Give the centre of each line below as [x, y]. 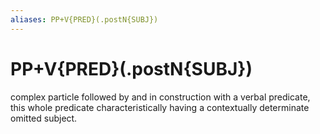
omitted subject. [44, 118]
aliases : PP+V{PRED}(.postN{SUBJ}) [84, 19]
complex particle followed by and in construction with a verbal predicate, [160, 97]
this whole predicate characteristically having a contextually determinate [160, 107]
